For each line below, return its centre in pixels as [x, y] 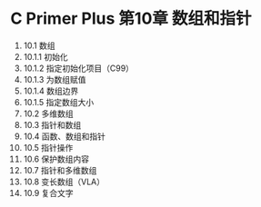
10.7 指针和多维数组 [60, 170]
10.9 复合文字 [48, 192]
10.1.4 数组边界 [51, 91]
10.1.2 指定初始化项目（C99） [79, 68]
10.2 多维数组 [48, 113]
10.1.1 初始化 [45, 56]
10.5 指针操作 [48, 147]
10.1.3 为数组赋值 [55, 79]
